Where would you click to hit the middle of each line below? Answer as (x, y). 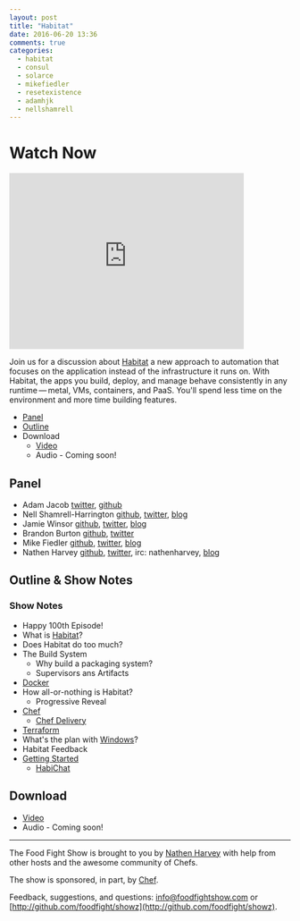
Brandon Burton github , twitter (78, 533)
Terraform (41, 730)
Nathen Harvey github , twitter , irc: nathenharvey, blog (121, 552)
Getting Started (50, 758)
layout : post (33, 17)
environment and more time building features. (93, 400)
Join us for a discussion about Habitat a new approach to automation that (144, 362)
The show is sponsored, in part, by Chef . (84, 879)
